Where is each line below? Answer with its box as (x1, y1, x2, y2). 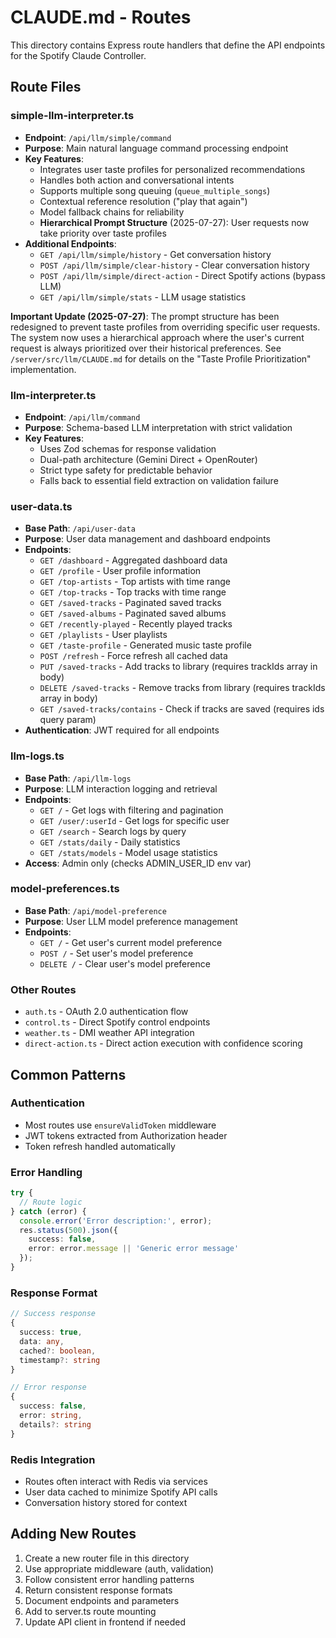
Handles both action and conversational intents (39, 174, 235, 186)
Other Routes (10, 982, 77, 996)
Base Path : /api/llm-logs (24, 772, 132, 784)
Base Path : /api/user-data (24, 522, 136, 535)
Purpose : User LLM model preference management (24, 915, 238, 927)
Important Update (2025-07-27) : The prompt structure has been (10, 310, 280, 322)
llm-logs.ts (10, 749, 65, 763)
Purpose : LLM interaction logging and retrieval (24, 782, 218, 795)
